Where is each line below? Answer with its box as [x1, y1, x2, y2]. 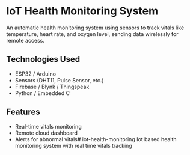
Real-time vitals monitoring [14, 123, 82, 130]
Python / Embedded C [14, 89, 70, 97]
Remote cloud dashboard [14, 129, 78, 136]
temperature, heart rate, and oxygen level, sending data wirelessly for [6, 30, 179, 37]
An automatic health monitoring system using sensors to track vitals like [6, 24, 185, 31]
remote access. [6, 37, 45, 44]
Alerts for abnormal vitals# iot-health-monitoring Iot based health [14, 135, 177, 142]
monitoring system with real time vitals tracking [14, 142, 132, 149]
